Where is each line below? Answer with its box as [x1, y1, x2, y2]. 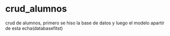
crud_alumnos [5, 3, 67, 15]
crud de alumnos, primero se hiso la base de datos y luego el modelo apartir [5, 20, 165, 26]
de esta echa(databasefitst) [5, 25, 63, 31]
